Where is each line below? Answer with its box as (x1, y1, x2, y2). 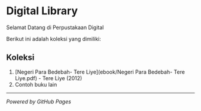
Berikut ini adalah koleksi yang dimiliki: (6, 35, 102, 42)
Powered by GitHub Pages (6, 98, 72, 105)
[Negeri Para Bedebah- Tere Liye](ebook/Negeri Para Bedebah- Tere (14, 68, 185, 75)
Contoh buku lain (14, 81, 57, 88)
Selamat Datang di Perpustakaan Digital (6, 24, 104, 31)
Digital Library (6, 4, 78, 18)
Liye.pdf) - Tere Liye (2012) (14, 74, 83, 81)
